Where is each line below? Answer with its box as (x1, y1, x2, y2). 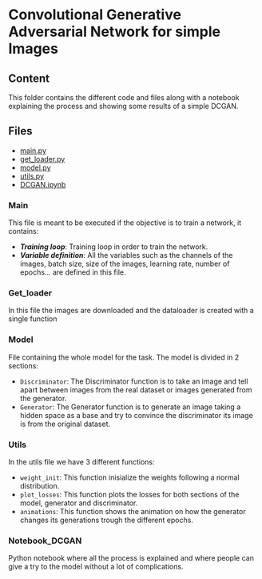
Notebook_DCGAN (8, 535, 82, 546)
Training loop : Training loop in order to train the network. (19, 242, 208, 251)
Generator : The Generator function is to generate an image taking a (19, 402, 241, 412)
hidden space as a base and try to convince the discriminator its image (19, 410, 253, 420)
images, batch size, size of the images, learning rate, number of (19, 259, 230, 269)
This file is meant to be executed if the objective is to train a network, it (8, 218, 242, 227)
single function (8, 314, 58, 324)
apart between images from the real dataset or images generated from (19, 384, 252, 394)
